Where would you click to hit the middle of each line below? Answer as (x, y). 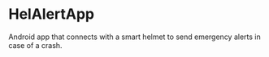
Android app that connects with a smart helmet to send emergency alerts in (135, 37)
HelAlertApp (52, 14)
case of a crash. (35, 45)
